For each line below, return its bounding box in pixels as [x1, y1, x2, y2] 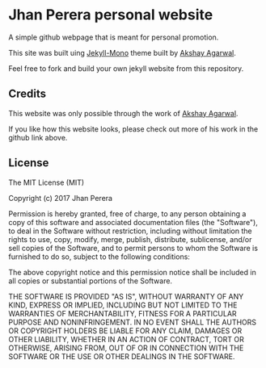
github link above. [8, 132, 68, 142]
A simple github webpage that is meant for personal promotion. [8, 32, 219, 42]
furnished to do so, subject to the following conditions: [8, 252, 190, 261]
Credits [8, 87, 47, 101]
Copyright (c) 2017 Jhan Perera [8, 193, 113, 203]
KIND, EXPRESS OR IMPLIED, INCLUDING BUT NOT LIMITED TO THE [8, 300, 238, 310]
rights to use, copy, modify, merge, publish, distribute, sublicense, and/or [8, 234, 252, 244]
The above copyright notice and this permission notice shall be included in [8, 267, 256, 277]
